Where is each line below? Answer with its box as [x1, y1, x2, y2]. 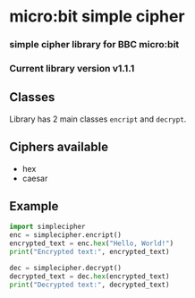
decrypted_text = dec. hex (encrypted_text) [9, 271, 170, 281]
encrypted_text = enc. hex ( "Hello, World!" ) [9, 239, 174, 248]
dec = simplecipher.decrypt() [9, 263, 123, 272]
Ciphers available [9, 140, 109, 155]
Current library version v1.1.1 [9, 63, 135, 75]
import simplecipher [9, 222, 87, 232]
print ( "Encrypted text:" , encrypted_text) [9, 248, 170, 257]
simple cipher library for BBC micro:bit [9, 38, 180, 51]
